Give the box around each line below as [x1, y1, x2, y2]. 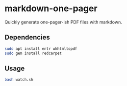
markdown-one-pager [4, 3, 98, 14]
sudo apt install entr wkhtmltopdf [4, 46, 77, 51]
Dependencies [4, 33, 50, 42]
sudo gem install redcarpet [4, 51, 62, 56]
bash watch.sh [4, 77, 34, 82]
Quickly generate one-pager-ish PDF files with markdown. [4, 19, 122, 25]
